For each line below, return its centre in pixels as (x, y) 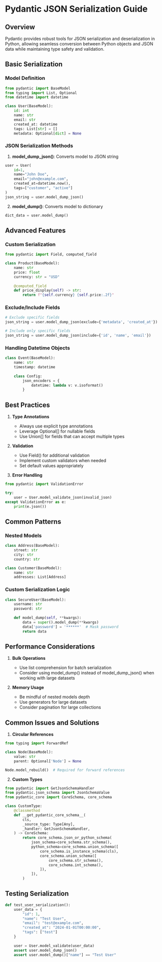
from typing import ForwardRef (37, 743)
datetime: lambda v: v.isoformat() (67, 385)
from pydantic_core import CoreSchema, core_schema (58, 797)
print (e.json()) (30, 506)
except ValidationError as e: (36, 502)
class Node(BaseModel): (29, 752)
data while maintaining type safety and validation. (55, 49)
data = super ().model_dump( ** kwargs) (61, 622)
